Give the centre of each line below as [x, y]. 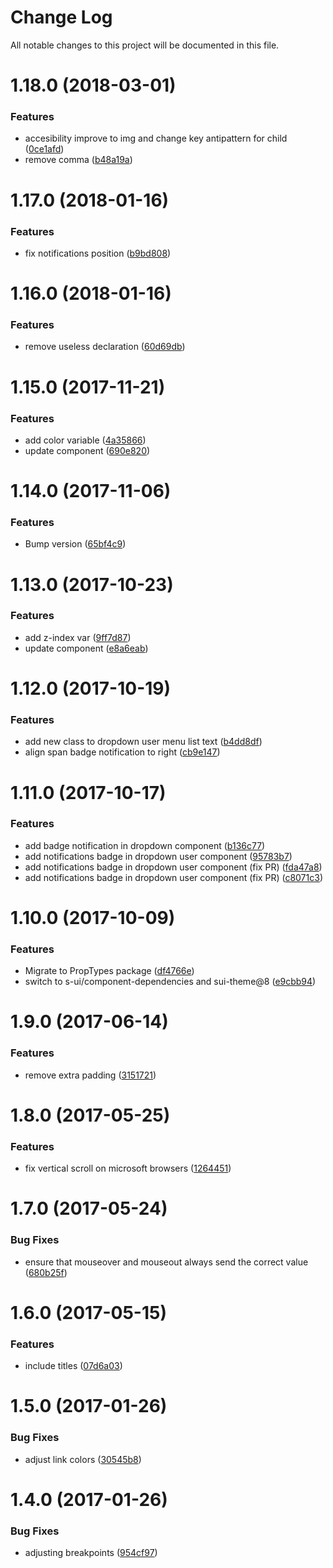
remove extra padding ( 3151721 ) [90, 1075]
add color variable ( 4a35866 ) [85, 440]
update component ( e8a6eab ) [86, 648]
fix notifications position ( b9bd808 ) [98, 253]
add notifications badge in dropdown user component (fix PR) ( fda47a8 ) [173, 867]
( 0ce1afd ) [44, 149]
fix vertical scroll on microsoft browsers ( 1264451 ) [128, 1168]
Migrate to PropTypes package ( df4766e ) [109, 971]
